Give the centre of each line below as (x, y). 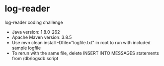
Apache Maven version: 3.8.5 (42, 37)
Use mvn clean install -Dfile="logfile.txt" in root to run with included (81, 42)
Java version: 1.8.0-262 (36, 32)
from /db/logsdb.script (35, 58)
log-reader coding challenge (34, 22)
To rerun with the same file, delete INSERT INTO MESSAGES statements (85, 53)
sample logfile (26, 48)
